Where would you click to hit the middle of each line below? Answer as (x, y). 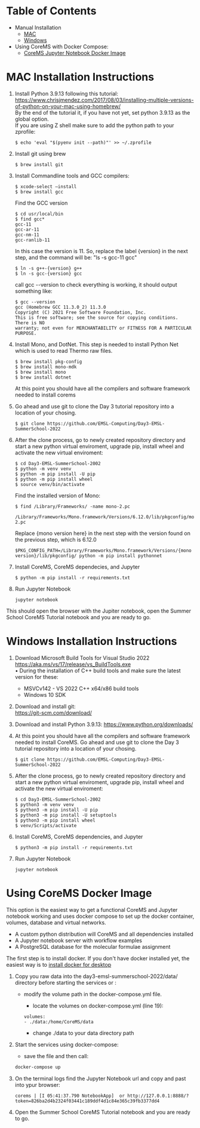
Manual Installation (38, 27)
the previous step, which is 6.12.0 (56, 539)
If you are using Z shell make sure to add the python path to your (94, 125)
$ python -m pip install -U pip (55, 474)
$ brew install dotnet (43, 377)
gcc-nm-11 (27, 235)
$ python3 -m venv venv (44, 804)
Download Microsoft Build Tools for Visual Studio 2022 (82, 657)
